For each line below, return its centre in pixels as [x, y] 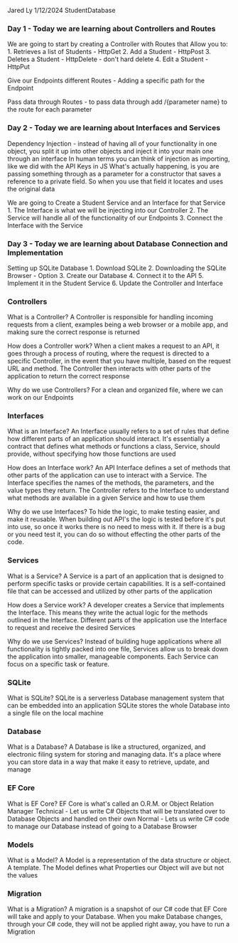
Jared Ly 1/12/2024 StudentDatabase [61, 10]
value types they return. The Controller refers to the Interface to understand [118, 491]
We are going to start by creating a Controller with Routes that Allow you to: [118, 44]
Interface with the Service [45, 225]
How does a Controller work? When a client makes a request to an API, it [114, 346]
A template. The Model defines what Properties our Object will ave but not [116, 868]
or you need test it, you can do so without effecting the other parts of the [114, 534]
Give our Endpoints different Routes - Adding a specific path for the [106, 80]
